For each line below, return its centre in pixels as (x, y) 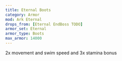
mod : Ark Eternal (24, 19)
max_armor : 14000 (24, 39)
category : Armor (22, 15)
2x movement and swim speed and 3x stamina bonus (61, 53)
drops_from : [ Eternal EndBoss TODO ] (44, 24)
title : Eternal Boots (28, 10)
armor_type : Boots (25, 34)
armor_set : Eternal (26, 29)
